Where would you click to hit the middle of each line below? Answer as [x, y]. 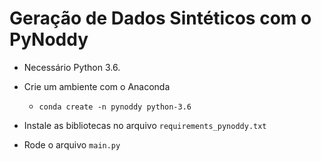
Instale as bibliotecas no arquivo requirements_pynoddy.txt [145, 125]
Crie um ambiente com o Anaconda [97, 86]
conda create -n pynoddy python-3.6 [115, 107]
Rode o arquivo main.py [72, 144]
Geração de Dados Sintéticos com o [160, 18]
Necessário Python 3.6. [72, 67]
